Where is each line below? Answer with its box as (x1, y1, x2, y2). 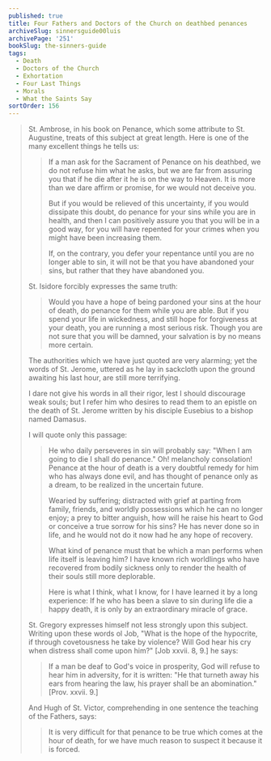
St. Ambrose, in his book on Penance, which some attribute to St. (28, 125, 245, 134)
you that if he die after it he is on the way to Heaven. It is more (48, 175, 256, 184)
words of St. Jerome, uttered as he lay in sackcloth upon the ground (28, 365, 256, 374)
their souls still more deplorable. (48, 572, 156, 581)
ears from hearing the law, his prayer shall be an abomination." (48, 679, 257, 688)
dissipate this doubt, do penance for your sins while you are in (48, 207, 256, 217)
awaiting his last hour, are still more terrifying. (28, 373, 180, 383)
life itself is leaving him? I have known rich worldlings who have (48, 555, 260, 564)
